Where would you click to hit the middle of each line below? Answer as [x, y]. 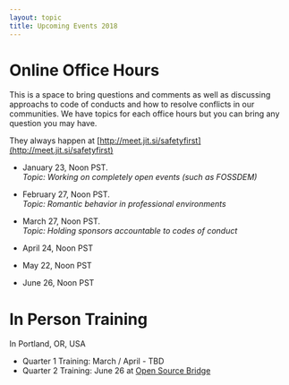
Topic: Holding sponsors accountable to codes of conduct [130, 231]
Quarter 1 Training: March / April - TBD [93, 361]
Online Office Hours [84, 70]
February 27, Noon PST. [66, 194]
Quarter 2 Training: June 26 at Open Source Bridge [116, 371]
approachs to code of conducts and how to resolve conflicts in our [132, 105]
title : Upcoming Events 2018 [64, 26]
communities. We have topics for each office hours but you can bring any [144, 114]
